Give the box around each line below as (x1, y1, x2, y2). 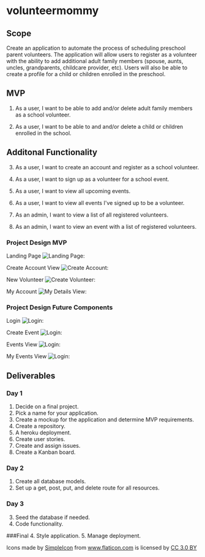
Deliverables (6, 371, 56, 381)
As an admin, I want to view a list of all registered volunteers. (15, 211, 169, 218)
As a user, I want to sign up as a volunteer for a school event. (15, 175, 170, 183)
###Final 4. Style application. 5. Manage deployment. (6, 532, 141, 539)
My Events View (6, 353, 47, 360)
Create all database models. (15, 478, 86, 485)
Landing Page (6, 252, 42, 259)
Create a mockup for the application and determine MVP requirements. (15, 415, 195, 423)
